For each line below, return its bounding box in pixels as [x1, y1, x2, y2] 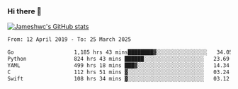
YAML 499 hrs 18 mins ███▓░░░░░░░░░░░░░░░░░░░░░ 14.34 [7, 61, 230, 69]
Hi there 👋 [7, 6, 42, 16]
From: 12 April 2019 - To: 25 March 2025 [7, 36, 132, 43]
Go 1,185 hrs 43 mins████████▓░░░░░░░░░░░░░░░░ [7, 49, 208, 56]
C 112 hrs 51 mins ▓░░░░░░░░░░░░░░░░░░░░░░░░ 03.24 [7, 69, 230, 76]
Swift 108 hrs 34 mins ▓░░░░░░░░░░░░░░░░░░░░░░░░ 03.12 [7, 75, 230, 82]
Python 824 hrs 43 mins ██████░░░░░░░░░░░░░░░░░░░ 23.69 [7, 56, 230, 63]
